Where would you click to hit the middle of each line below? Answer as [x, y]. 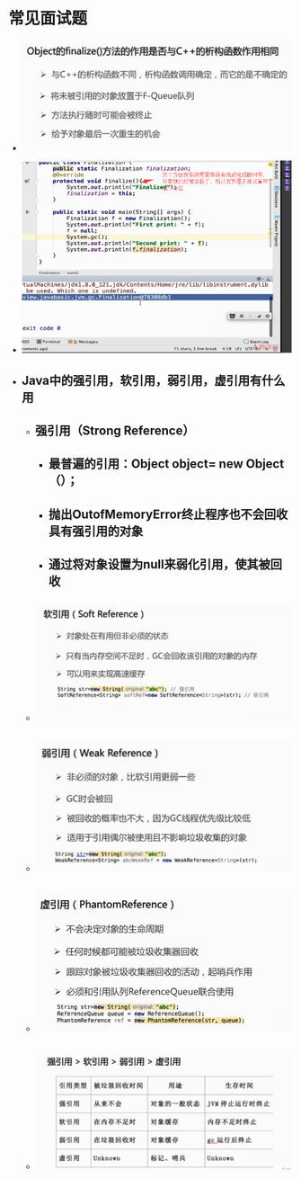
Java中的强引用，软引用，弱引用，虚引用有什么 [153, 380]
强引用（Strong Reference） [115, 430]
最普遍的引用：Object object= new [146, 464]
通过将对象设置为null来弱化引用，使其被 [159, 564]
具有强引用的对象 [96, 531]
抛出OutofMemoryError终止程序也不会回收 [168, 514]
